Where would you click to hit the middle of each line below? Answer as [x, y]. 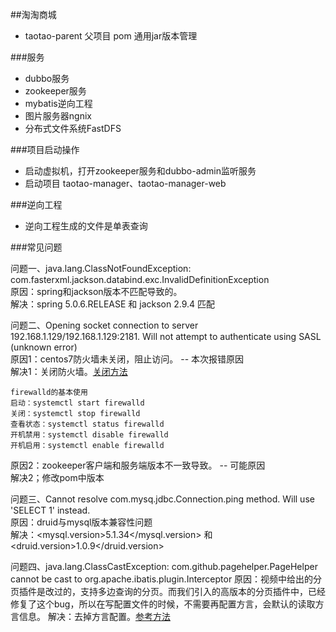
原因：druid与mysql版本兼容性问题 [81, 522]
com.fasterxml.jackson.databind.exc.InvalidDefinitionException [140, 279]
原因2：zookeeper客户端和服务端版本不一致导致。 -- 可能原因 [138, 465]
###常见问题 [36, 247]
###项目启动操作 [45, 149]
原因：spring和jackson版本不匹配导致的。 [96, 291]
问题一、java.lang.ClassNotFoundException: [101, 268]
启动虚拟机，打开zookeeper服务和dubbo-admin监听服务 [140, 171]
